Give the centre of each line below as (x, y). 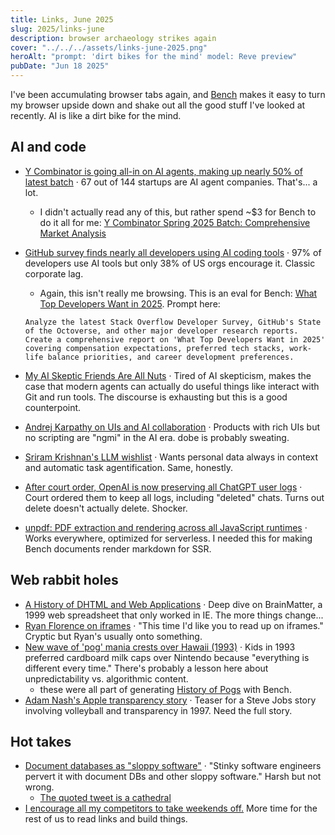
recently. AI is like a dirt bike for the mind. (96, 115)
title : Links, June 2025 (62, 19)
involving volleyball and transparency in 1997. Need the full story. (158, 710)
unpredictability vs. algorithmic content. (106, 678)
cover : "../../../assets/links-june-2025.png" (109, 47)
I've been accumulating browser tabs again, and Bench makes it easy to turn (168, 94)
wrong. (39, 787)
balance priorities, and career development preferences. (171, 357)
